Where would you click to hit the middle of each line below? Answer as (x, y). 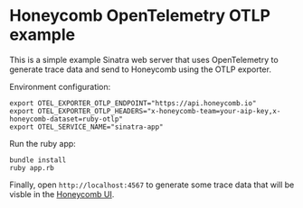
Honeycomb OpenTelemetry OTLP (140, 16)
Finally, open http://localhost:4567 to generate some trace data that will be (152, 185)
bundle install (38, 160)
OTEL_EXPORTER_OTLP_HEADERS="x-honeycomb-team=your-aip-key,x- (159, 111)
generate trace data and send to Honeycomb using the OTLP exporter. (140, 69)
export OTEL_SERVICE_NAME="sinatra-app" (87, 127)
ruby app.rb (32, 167)
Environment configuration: (60, 86)
